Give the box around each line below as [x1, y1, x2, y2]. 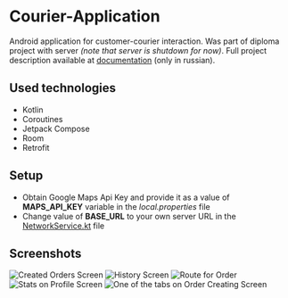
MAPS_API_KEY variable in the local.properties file [21, 201, 211, 211]
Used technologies [9, 80, 117, 95]
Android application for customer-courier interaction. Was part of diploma [9, 36, 280, 46]
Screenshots [9, 245, 82, 261]
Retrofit [21, 142, 50, 153]
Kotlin [21, 104, 44, 115]
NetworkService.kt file [21, 220, 105, 231]
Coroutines [21, 113, 63, 124]
